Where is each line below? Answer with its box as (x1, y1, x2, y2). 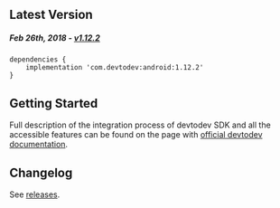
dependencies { (9, 55, 67, 64)
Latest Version (9, 7, 93, 23)
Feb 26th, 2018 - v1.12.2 (9, 32, 101, 43)
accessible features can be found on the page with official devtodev (9, 129, 264, 140)
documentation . (9, 139, 69, 150)
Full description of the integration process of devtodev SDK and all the (9, 119, 271, 130)
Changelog (9, 165, 73, 180)
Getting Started (9, 95, 98, 111)
